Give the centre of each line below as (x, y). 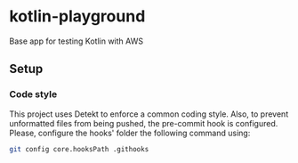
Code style (33, 94)
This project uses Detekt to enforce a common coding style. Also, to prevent (149, 114)
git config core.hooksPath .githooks (79, 149)
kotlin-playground (77, 16)
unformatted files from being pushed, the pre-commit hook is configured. (144, 123)
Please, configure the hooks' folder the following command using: (130, 133)
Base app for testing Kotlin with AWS (77, 41)
